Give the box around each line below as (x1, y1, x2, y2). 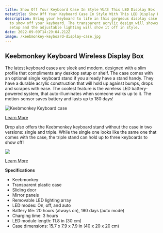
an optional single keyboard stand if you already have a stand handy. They (5, 75, 154, 81)
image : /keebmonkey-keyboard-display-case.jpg (5, 34, 101, 39)
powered (5, 91, 23, 96)
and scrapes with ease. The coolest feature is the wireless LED (5, 85, 131, 91)
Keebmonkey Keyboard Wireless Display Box (5, 52, 144, 61)
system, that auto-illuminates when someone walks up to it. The (23, 91, 151, 96)
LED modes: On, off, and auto (12, 202, 71, 208)
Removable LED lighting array (12, 197, 71, 203)
